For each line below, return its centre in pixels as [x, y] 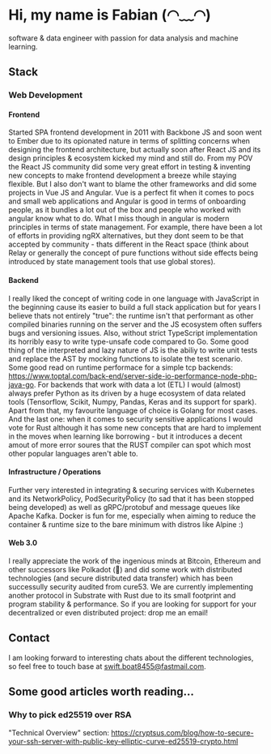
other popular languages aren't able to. [74, 453]
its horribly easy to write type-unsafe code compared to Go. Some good [129, 341]
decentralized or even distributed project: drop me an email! [108, 613]
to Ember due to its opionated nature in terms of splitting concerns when [129, 141]
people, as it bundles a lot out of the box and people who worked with [125, 210]
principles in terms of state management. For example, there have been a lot [135, 227]
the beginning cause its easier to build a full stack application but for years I [135, 306]
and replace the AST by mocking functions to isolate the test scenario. [125, 358]
